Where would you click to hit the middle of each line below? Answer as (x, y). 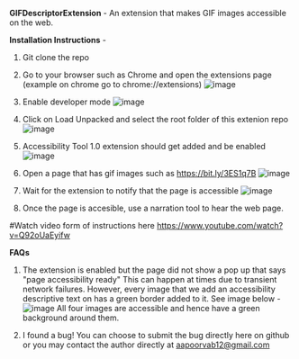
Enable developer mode (66, 102)
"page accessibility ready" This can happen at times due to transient (149, 279)
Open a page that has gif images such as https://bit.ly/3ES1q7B (139, 173)
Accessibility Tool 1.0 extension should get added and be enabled (144, 146)
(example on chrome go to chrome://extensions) (112, 84)
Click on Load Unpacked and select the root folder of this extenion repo (155, 119)
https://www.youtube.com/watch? (220, 225)
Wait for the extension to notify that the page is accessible (130, 191)
